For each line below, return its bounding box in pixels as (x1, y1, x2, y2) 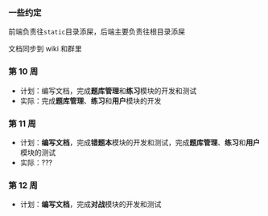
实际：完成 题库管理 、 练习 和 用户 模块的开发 (19, 96, 162, 105)
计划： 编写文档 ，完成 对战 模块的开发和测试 (19, 199, 162, 210)
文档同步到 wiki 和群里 (8, 44, 82, 54)
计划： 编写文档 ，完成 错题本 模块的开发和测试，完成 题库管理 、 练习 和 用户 (19, 137, 260, 147)
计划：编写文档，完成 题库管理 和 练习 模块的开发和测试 (19, 86, 197, 96)
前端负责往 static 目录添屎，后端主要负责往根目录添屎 (8, 26, 185, 37)
